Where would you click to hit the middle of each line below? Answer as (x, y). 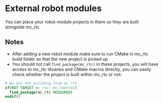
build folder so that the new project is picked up (60, 59)
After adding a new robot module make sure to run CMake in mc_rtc (80, 54)
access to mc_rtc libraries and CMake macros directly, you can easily (81, 69)
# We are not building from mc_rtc (41, 83)
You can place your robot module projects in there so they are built (72, 22)
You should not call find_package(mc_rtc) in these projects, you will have (85, 64)
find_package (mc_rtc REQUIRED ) (41, 92)
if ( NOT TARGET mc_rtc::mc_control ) (41, 88)
